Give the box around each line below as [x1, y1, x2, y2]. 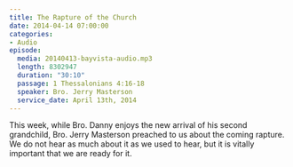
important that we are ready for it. [9, 148, 132, 159]
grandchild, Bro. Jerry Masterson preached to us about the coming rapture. [9, 130, 285, 140]
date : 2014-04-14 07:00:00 [9, 21, 109, 30]
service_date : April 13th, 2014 [17, 95, 138, 105]
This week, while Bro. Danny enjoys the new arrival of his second [9, 120, 248, 131]
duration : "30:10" [17, 71, 86, 80]
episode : [9, 46, 42, 55]
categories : [9, 29, 53, 38]
